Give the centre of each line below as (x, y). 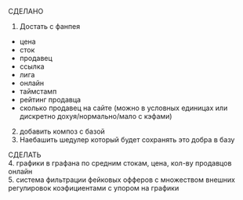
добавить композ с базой (62, 131)
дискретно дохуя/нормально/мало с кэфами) (96, 116)
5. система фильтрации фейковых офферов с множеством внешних (121, 180)
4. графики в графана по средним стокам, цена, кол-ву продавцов (120, 163)
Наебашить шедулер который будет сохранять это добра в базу (127, 139)
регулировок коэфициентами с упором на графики (94, 188)
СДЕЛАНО (26, 11)
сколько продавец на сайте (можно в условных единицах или (123, 108)
